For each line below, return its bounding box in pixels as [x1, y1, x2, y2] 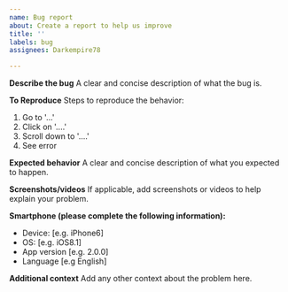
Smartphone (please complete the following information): [9, 211, 226, 221]
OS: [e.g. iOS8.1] [21, 237, 82, 248]
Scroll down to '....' [21, 131, 90, 142]
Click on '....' [21, 121, 67, 133]
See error [21, 141, 58, 151]
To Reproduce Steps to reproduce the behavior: [9, 95, 184, 106]
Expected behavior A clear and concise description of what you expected [9, 158, 280, 168]
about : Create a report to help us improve [9, 21, 173, 30]
